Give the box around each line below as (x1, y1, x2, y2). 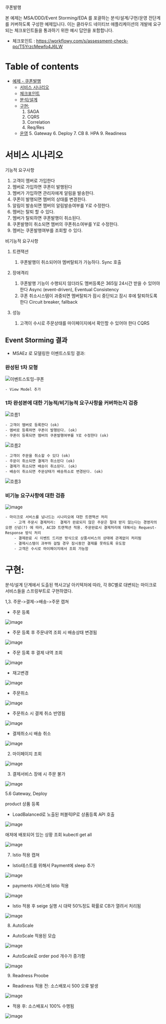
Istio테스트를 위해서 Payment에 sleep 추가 (12, 862, 95, 868)
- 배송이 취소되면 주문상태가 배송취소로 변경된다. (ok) (5, 469, 103, 474)
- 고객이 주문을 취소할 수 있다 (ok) (5, 454, 71, 458)
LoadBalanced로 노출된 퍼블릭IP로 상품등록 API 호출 (12, 811, 115, 817)
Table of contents (5, 61, 79, 72)
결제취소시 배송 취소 (12, 730, 51, 736)
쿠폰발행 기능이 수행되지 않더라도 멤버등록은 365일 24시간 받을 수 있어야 (19, 280, 160, 286)
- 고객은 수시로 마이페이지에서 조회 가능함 (14, 546, 89, 551)
